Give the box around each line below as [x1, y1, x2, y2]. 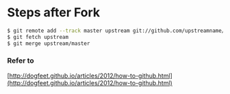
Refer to [7, 56, 34, 65]
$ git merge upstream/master [7, 40, 90, 47]
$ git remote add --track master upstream [7, 27, 130, 34]
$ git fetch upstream [7, 33, 69, 40]
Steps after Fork [7, 5, 101, 20]
